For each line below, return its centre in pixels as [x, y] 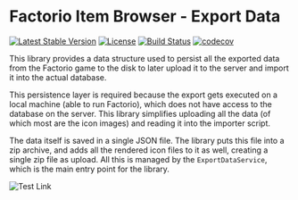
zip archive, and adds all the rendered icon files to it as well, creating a [139, 150]
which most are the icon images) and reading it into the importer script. [140, 123]
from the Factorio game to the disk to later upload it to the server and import [149, 68]
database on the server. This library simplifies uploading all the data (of [140, 113]
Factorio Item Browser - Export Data [145, 17]
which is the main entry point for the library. [89, 169]
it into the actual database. [58, 77]
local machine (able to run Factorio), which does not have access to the [141, 104]
